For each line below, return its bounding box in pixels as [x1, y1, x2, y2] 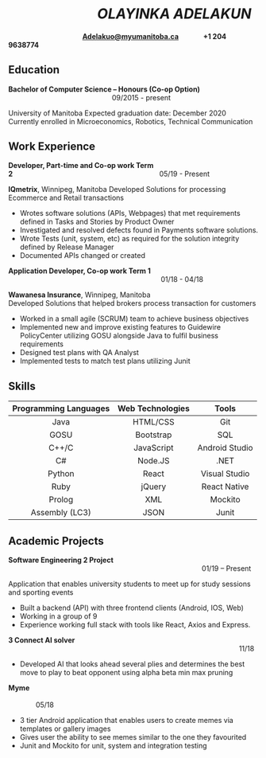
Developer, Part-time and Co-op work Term [8, 161, 154, 170]
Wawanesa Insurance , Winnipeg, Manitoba [8, 290, 151, 299]
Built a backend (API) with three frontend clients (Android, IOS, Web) [19, 603, 245, 613]
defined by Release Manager [19, 242, 114, 252]
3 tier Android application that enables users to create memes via [19, 716, 234, 725]
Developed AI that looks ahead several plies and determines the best [19, 659, 245, 669]
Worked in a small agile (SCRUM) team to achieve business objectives [19, 314, 249, 323]
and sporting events [8, 588, 74, 597]
